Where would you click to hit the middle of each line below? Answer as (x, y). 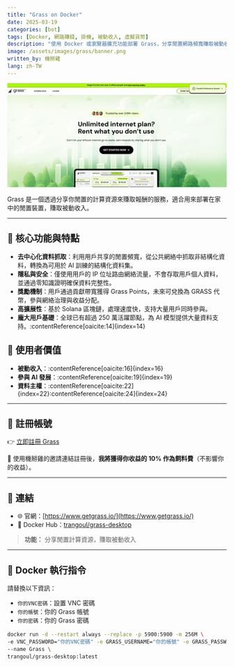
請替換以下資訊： (32, 588)
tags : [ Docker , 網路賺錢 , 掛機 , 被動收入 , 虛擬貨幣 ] (78, 37)
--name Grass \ (29, 649)
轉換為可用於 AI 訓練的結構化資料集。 (83, 265)
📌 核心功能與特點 (44, 238)
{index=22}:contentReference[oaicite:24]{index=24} (93, 393)
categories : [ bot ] (34, 29)
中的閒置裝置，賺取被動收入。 (50, 207)
